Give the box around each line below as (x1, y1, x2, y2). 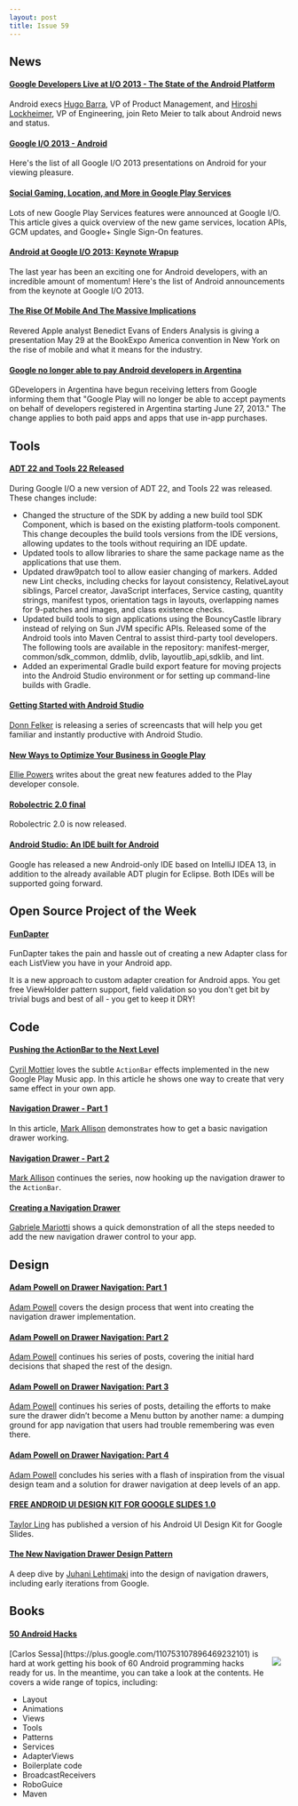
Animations (21, 1703, 64, 1714)
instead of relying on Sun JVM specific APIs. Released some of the (21, 623, 267, 634)
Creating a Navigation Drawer (9, 1202, 122, 1213)
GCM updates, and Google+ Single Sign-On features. (9, 226, 204, 236)
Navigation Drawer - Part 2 (9, 1153, 110, 1163)
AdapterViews (21, 1750, 74, 1761)
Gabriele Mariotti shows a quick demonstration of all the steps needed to (9, 1222, 275, 1233)
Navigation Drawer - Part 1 (9, 1103, 108, 1114)
